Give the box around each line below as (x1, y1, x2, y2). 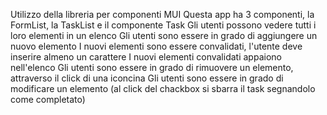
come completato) (10, 94, 86, 105)
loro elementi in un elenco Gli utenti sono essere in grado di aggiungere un (10, 30, 318, 41)
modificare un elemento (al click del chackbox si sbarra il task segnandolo (10, 83, 316, 94)
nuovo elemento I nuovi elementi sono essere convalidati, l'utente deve (10, 40, 303, 52)
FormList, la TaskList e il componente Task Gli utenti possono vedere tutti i (10, 19, 317, 31)
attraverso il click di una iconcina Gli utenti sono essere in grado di (10, 72, 284, 84)
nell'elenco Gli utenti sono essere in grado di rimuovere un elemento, (10, 62, 294, 73)
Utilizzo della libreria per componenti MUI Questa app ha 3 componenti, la (10, 9, 315, 20)
